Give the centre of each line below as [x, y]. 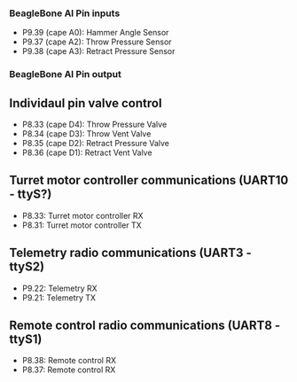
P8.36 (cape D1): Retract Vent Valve [87, 152]
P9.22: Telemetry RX [59, 288]
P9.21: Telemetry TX [59, 297]
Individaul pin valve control [86, 103]
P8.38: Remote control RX [69, 361]
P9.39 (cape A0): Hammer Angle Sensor [95, 33]
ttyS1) [26, 339]
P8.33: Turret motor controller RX [82, 215]
